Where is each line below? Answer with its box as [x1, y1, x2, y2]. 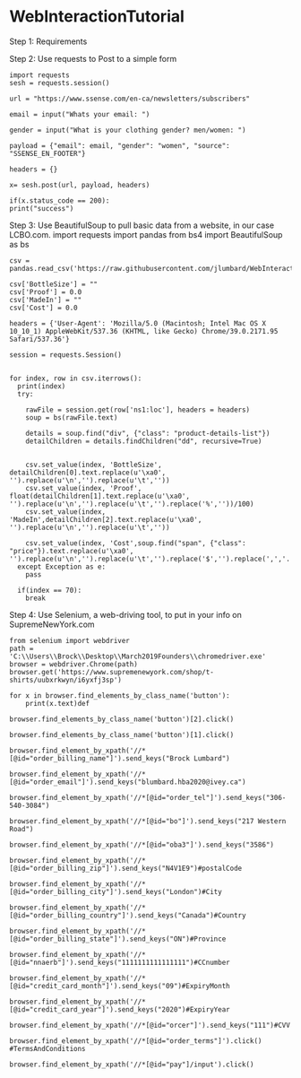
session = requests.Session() [9, 350, 123, 360]
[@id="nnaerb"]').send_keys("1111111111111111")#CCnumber [9, 958, 230, 967]
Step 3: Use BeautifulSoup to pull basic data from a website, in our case [9, 220, 275, 230]
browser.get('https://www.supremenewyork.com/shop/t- [9, 667, 215, 676]
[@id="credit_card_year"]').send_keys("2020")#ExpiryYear [9, 1004, 230, 1014]
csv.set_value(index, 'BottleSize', [25, 460, 163, 469]
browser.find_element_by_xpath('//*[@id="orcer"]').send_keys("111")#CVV [9, 1021, 291, 1030]
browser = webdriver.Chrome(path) [9, 659, 139, 669]
